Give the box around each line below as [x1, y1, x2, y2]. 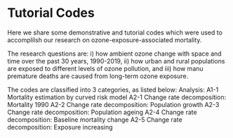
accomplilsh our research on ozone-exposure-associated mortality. [7, 35, 202, 44]
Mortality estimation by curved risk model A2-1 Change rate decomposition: [7, 93, 227, 101]
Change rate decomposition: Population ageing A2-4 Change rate [7, 108, 198, 116]
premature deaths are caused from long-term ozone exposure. [7, 72, 189, 80]
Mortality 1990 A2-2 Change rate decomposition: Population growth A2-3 [7, 100, 220, 108]
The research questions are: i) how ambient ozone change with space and [7, 49, 222, 58]
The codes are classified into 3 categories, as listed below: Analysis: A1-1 [7, 85, 219, 94]
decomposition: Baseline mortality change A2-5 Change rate [7, 115, 182, 124]
